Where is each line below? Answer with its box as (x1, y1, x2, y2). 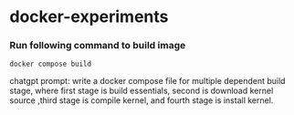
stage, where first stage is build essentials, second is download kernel (9, 85, 274, 97)
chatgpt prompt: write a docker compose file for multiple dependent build (9, 76, 286, 87)
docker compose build (9, 59, 92, 69)
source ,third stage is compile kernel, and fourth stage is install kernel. (9, 95, 274, 106)
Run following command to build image (9, 39, 186, 52)
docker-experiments (9, 6, 169, 27)
